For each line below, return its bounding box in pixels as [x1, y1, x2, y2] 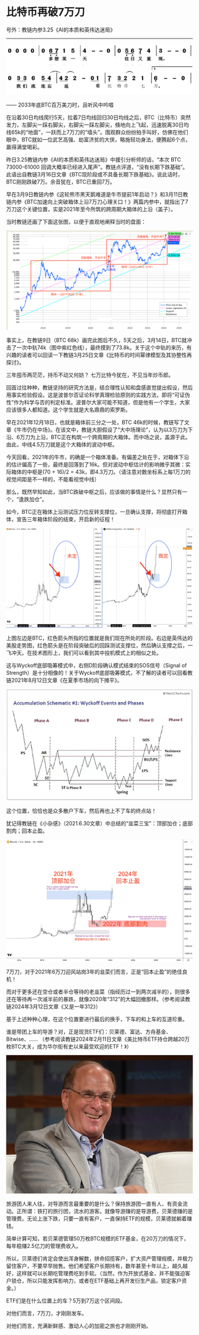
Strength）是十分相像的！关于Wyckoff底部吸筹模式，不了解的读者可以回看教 [6, 669, 193, 676]
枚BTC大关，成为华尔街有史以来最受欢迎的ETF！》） [6, 1043, 132, 1050]
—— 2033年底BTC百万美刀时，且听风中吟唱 [6, 101, 114, 108]
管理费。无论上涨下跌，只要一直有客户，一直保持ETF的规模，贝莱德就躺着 [6, 1215, 187, 1223]
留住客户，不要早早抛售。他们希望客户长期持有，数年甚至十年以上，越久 [6, 1262, 182, 1270]
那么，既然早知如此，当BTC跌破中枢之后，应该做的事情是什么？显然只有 [6, 488, 182, 496]
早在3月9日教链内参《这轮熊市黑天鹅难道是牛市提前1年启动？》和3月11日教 [6, 191, 188, 198]
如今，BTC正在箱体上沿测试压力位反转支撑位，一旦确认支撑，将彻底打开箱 [6, 509, 188, 516]
